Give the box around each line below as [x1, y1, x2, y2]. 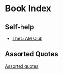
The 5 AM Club [12, 36, 43, 41]
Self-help [5, 23, 34, 31]
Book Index [5, 3, 52, 14]
